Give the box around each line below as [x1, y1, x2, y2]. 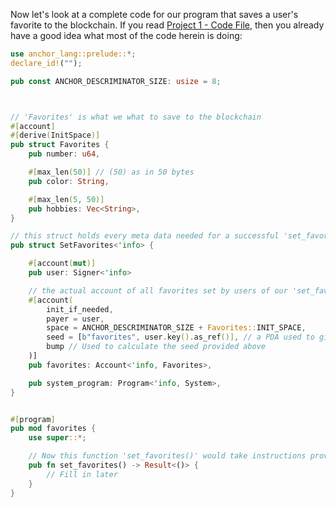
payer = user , [46, 314, 105, 324]
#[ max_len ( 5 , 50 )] [28, 194, 105, 204]
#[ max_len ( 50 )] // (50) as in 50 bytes [28, 167, 195, 177]
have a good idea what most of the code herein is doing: [10, 30, 243, 41]
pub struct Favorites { [10, 140, 110, 150]
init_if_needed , [46, 304, 114, 314]
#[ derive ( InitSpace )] [10, 130, 101, 141]
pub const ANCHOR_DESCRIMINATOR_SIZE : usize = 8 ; [10, 76, 222, 86]
